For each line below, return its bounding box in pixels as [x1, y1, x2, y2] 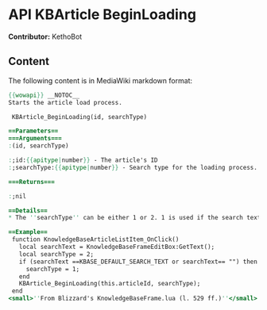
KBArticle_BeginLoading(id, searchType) [11, 113, 148, 121]
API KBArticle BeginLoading [8, 6, 197, 24]
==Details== [8, 206, 48, 215]
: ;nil [8, 192, 26, 200]
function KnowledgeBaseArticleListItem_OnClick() [11, 235, 180, 243]
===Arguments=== [8, 135, 62, 143]
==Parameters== [8, 127, 59, 136]
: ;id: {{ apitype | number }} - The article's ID [8, 156, 158, 164]
